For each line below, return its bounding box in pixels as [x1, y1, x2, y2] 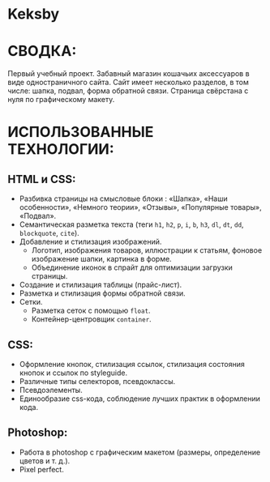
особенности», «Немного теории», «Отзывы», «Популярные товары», [19, 203, 262, 212]
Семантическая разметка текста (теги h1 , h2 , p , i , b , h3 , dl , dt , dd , [19, 220, 244, 229]
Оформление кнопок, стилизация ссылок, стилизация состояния [19, 359, 245, 369]
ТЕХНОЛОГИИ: [7, 140, 114, 159]
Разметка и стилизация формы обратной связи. [19, 288, 186, 298]
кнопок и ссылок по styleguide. [19, 368, 127, 377]
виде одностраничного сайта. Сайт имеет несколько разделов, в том [7, 78, 249, 87]
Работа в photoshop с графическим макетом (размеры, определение [19, 447, 261, 457]
